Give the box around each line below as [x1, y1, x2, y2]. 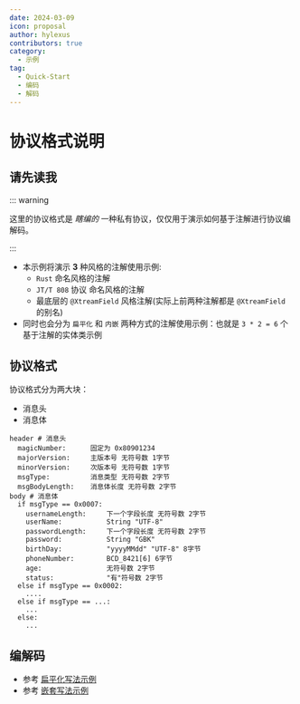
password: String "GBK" [25, 535, 155, 545]
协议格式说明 [9, 130, 106, 151]
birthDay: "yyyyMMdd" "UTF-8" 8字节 [25, 545, 202, 554]
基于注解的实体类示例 [22, 329, 102, 340]
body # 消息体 [9, 492, 59, 501]
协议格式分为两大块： [9, 384, 89, 395]
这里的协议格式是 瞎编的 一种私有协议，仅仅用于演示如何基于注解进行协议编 [9, 213, 291, 224]
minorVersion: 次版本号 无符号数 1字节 [17, 463, 170, 472]
